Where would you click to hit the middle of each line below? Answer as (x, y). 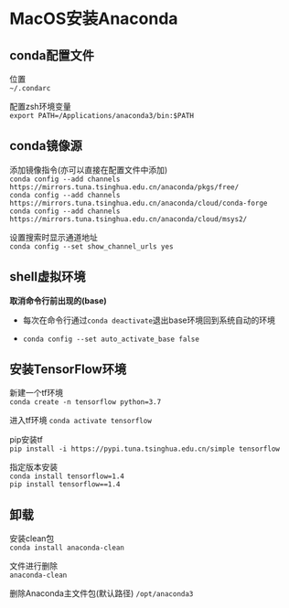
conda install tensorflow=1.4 (67, 476)
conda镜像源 (46, 146)
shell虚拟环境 (48, 277)
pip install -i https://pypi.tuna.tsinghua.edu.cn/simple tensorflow (145, 449)
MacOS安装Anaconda (94, 19)
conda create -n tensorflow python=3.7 (86, 402)
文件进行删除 (33, 566)
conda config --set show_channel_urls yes (91, 246)
